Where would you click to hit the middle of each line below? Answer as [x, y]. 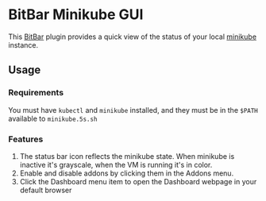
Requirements [36, 93]
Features [26, 139]
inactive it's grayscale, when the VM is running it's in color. [116, 164]
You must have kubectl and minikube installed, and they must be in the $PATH [133, 110]
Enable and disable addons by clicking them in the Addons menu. [127, 173]
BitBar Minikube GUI [76, 15]
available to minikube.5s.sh [53, 118]
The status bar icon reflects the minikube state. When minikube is [127, 156]
